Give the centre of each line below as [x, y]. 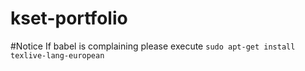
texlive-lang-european [57, 55]
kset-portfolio [69, 18]
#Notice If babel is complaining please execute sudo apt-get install [153, 46]
